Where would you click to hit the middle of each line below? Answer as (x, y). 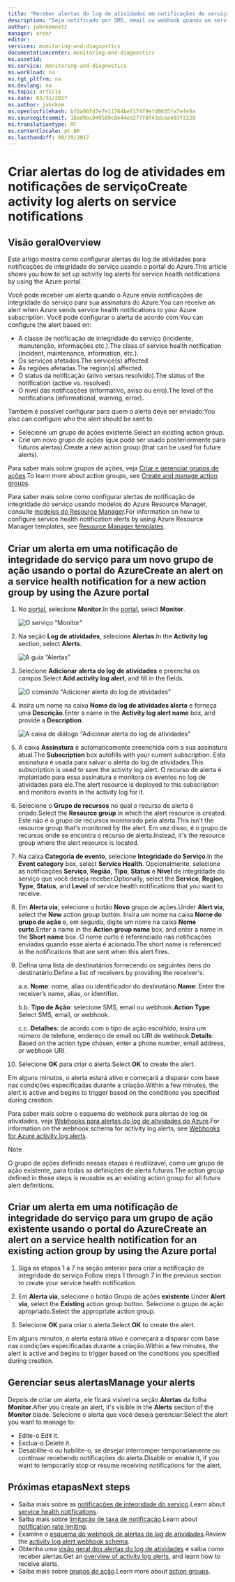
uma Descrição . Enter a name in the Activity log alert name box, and (116, 713)
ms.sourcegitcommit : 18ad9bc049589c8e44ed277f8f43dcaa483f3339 (102, 118)
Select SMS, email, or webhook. (64, 1015)
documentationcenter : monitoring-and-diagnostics (82, 53)
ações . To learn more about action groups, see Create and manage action (113, 476)
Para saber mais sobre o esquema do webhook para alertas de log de (108, 1114)
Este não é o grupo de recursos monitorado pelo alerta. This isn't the (116, 820)
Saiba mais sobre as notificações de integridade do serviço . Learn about (121, 1504)
